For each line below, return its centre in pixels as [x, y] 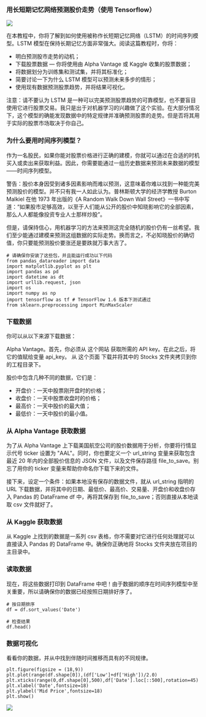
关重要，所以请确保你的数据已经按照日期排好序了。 [71, 591]
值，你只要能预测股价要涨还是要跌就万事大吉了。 [68, 242]
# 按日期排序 [21, 604]
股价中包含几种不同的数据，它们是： [52, 377]
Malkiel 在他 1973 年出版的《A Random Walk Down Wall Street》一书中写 [98, 199]
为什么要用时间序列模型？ [44, 141]
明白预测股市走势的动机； [48, 56]
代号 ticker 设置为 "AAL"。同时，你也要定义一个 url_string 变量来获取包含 [103, 453]
